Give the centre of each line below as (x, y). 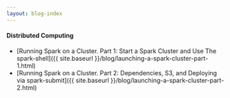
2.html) (27, 88)
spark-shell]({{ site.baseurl (55, 58)
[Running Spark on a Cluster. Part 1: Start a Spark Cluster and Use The (116, 51)
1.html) (26, 66)
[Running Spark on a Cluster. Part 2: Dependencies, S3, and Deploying (117, 72)
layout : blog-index (35, 13)
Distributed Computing (40, 36)
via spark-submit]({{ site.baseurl (63, 80)
